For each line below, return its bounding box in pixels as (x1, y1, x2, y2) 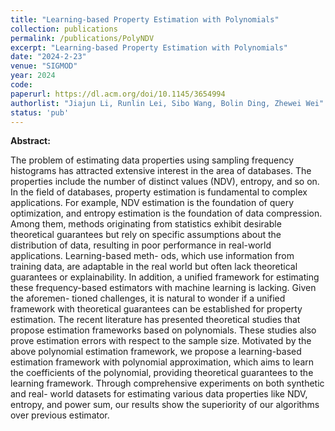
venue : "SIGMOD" (10, 61, 78, 71)
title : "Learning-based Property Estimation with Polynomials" (10, 14, 280, 25)
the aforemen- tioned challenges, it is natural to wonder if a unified (10, 292, 286, 305)
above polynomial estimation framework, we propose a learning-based (10, 346, 302, 358)
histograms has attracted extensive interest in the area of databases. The (10, 165, 312, 177)
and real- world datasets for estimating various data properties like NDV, (10, 388, 308, 400)
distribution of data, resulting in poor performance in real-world (10, 239, 272, 251)
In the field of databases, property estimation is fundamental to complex (10, 186, 308, 198)
